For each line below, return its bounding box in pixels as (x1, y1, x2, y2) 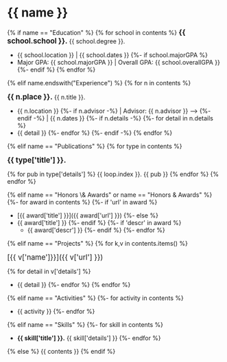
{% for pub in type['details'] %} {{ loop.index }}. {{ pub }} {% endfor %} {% (7, 170, 219, 178)
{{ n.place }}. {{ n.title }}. (7, 92, 86, 101)
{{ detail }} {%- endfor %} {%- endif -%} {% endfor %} (16, 129, 173, 137)
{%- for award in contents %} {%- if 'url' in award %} (7, 198, 158, 206)
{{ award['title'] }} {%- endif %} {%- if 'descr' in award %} (16, 218, 182, 226)
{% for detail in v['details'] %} (7, 267, 91, 275)
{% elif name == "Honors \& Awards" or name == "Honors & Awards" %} (7, 191, 213, 199)
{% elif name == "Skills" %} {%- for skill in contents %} (7, 320, 163, 328)
